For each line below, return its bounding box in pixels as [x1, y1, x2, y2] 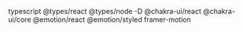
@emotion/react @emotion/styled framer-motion [32, 15, 191, 24]
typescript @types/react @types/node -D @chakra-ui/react [8, 7, 202, 16]
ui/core [8, 15, 31, 24]
